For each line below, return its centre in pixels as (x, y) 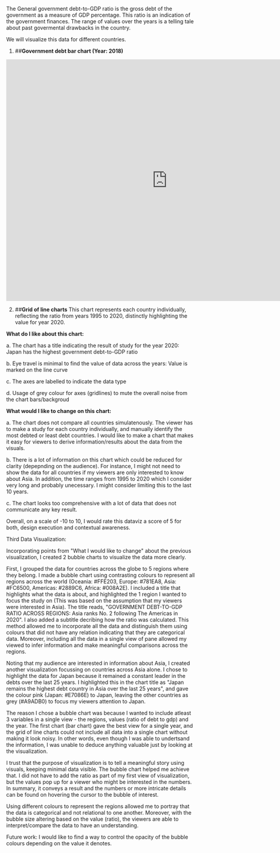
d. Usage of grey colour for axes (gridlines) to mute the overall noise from (97, 393)
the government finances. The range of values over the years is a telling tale (100, 21)
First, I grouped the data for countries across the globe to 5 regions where (98, 569)
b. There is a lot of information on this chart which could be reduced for (94, 460)
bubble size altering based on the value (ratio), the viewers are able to (92, 819)
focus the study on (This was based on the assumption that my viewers (94, 601)
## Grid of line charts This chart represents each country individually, (101, 309)
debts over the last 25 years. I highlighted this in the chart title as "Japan (95, 682)
